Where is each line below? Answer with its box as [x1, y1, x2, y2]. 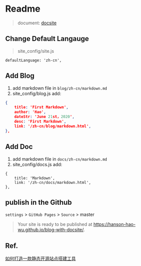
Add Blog [5, 71, 35, 80]
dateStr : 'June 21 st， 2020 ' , [14, 115, 75, 120]
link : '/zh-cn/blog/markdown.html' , [14, 124, 92, 129]
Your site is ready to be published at [17, 221, 93, 227]
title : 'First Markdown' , [14, 105, 69, 110]
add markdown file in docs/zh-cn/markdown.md [12, 156, 107, 162]
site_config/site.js [17, 48, 54, 54]
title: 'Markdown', [14, 175, 55, 180]
